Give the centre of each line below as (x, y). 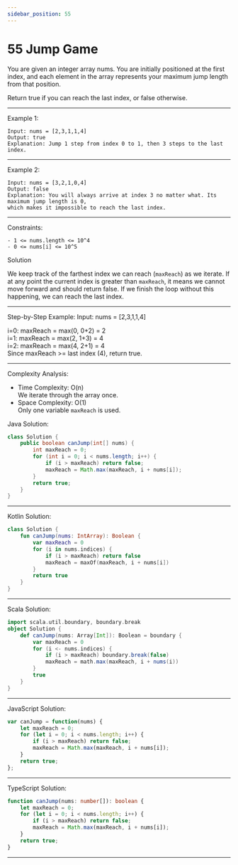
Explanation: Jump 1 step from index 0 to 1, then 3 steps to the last (115, 144)
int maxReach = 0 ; (60, 450)
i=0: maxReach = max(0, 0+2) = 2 (57, 331)
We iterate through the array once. (68, 394)
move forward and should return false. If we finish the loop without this (111, 289)
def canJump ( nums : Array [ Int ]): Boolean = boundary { (101, 635)
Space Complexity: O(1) (52, 402)
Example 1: (23, 118)
